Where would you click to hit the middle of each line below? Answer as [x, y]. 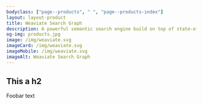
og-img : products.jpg [34, 34]
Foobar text [21, 96]
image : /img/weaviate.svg [39, 40]
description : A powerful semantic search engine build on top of [90, 29]
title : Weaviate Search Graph [44, 23]
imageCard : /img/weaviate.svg [44, 46]
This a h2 [24, 81]
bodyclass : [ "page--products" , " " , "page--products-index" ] [85, 12]
